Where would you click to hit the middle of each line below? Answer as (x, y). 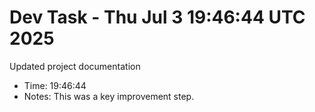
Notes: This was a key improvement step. (109, 96)
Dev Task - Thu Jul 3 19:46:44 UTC (157, 17)
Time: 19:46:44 (55, 85)
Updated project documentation (75, 66)
